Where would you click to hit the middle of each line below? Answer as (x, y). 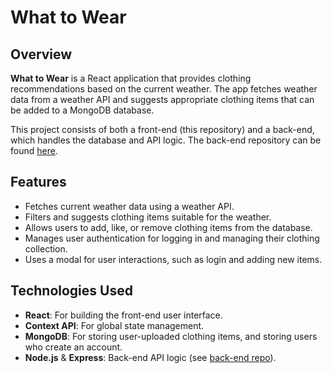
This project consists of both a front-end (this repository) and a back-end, (162, 129)
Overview (41, 54)
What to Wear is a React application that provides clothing (131, 78)
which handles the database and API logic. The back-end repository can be (166, 140)
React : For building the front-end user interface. (123, 315)
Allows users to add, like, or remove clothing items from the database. (168, 227)
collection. (46, 248)
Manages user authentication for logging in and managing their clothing (172, 238)
